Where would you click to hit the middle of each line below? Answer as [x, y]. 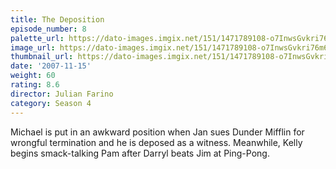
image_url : [33, 47]
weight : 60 [33, 76]
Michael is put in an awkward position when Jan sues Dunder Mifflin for [157, 132]
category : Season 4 [51, 103]
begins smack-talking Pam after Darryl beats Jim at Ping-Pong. [140, 153]
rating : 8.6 [35, 85]
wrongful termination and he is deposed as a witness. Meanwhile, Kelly [156, 142]
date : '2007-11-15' [51, 66]
